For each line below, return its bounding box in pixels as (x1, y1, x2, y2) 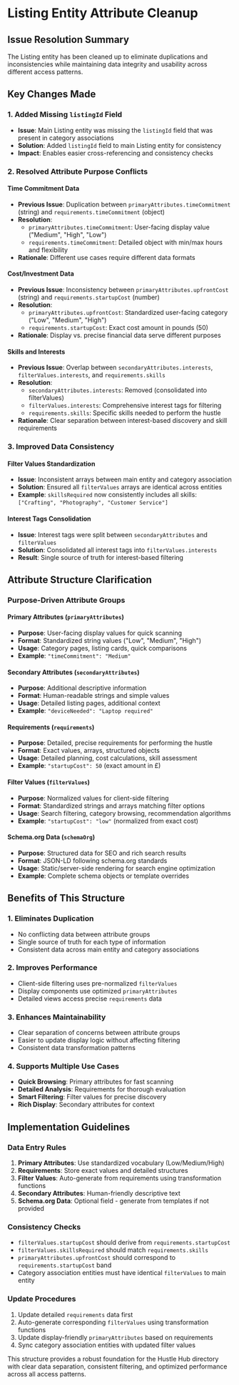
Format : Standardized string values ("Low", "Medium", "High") (17, 636, 202, 645)
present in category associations (17, 134, 114, 142)
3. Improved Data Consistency (7, 441, 115, 451)
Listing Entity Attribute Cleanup (7, 5, 198, 21)
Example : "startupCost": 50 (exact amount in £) (17, 761, 161, 770)
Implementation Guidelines (7, 1121, 131, 1133)
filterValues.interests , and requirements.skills (17, 371, 166, 379)
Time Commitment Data (7, 184, 80, 193)
